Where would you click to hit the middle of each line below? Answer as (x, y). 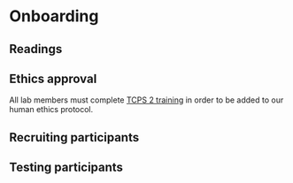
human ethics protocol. (51, 110)
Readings (36, 49)
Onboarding (54, 16)
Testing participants (66, 168)
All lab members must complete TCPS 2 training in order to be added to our (146, 100)
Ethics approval (53, 78)
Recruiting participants (74, 137)
